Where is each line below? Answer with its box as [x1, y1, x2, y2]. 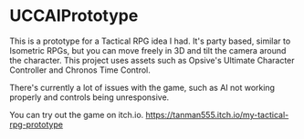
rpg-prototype [9, 119, 64, 130]
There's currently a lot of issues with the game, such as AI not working [9, 82, 276, 93]
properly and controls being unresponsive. [9, 92, 170, 103]
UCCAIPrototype [9, 5, 139, 26]
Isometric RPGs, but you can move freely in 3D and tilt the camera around [9, 45, 287, 55]
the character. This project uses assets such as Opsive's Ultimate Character [9, 55, 295, 65]
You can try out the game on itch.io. [9, 109, 144, 120]
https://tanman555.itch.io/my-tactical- [145, 109, 289, 120]
